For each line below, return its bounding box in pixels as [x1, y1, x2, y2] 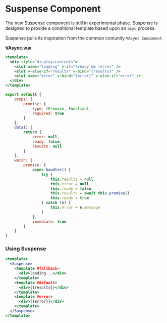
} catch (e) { [41, 200, 71, 206]
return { [23, 130, 42, 135]
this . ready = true [50, 195, 89, 200]
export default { [5, 92, 42, 97]
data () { [14, 125, 33, 130]
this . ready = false [50, 186, 92, 191]
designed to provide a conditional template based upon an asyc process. [5, 25, 156, 31]
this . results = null [50, 177, 94, 182]
